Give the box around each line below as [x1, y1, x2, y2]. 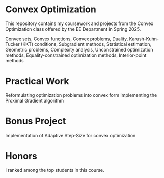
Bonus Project [5, 116, 66, 127]
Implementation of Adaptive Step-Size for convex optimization [5, 132, 136, 138]
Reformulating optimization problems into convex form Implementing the [5, 92, 157, 98]
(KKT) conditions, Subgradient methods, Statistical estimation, [21, 41, 152, 47]
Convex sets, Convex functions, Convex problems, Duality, [5, 36, 128, 42]
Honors [5, 150, 37, 162]
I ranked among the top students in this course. [5, 167, 104, 173]
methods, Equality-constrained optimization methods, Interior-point [5, 52, 147, 58]
